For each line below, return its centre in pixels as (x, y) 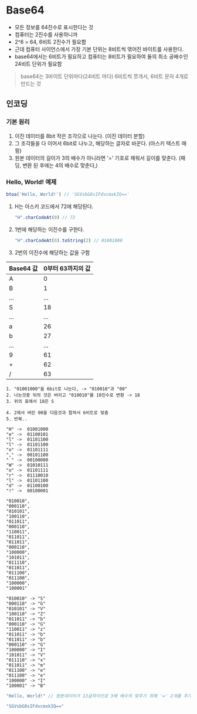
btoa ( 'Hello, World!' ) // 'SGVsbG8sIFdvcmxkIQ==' (68, 194)
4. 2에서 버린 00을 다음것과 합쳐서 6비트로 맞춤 (57, 413)
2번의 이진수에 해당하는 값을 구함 (52, 252)
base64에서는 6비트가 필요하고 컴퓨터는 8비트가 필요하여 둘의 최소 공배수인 (101, 56)
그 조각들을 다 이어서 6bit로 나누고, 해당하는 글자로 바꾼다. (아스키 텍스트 (97, 143)
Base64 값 (23, 268)
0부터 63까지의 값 (67, 268)
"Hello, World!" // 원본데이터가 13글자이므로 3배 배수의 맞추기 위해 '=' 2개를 (94, 696)
